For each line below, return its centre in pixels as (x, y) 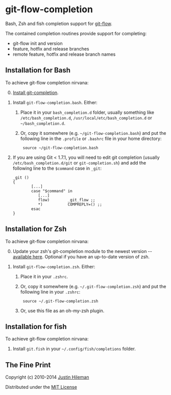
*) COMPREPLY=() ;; (70, 204)
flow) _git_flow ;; (67, 200)
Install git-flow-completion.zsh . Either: (54, 266)
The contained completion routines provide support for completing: (76, 33)
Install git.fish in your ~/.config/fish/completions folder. (74, 349)
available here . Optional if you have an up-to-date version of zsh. (81, 257)
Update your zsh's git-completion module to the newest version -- (82, 251)
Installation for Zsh (36, 229)
